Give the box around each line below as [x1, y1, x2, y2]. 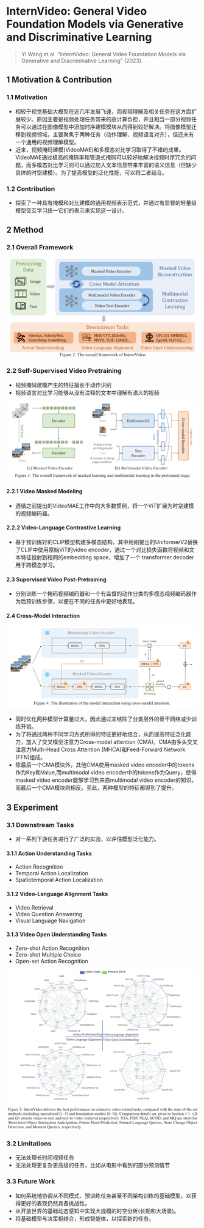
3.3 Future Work [6, 1177, 55, 1186]
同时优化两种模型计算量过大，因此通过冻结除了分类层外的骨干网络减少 [15, 715, 192, 722]
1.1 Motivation [6, 93, 47, 101]
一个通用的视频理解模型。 [15, 138, 80, 145]
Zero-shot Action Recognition [15, 944, 90, 952]
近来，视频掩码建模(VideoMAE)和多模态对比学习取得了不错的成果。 [15, 145, 185, 153]
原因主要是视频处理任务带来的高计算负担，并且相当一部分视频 [36, 115, 192, 123]
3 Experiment [6, 802, 58, 812]
